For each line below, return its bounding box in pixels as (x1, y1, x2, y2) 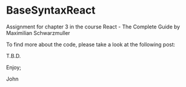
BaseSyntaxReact (6, 4, 96, 17)
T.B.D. (6, 52, 21, 59)
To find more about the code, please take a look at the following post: (6, 41, 176, 48)
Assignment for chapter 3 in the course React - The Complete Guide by (6, 23, 181, 30)
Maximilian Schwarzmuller (6, 29, 70, 36)
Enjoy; (6, 63, 22, 71)
